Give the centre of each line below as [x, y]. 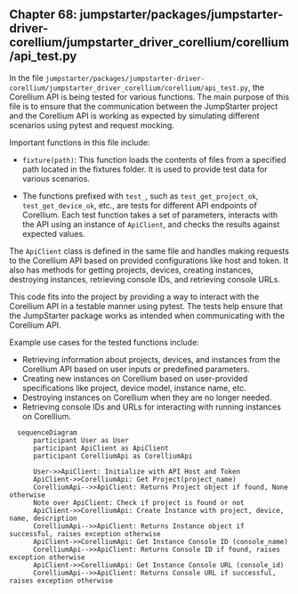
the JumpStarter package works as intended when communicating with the [147, 315]
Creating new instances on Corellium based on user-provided [135, 378]
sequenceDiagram [47, 432]
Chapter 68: [43, 15]
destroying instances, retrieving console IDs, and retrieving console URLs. [145, 279]
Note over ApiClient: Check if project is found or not [138, 502]
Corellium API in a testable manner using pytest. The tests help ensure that [146, 305]
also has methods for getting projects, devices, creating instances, [131, 270]
